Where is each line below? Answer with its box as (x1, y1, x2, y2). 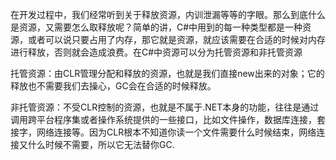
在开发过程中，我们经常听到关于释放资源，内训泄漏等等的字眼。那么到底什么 (10, 9, 326, 20)
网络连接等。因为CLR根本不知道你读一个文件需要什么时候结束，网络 (36, 126, 317, 138)
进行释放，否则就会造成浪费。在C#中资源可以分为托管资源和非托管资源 (10, 46, 303, 58)
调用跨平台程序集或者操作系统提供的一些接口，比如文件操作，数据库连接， (10, 114, 317, 125)
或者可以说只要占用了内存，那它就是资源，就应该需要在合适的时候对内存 (27, 34, 326, 45)
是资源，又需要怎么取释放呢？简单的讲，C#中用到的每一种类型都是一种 (10, 21, 303, 33)
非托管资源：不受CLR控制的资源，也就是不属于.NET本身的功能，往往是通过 (10, 101, 320, 113)
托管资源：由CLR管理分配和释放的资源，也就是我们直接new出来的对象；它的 (10, 68, 325, 79)
